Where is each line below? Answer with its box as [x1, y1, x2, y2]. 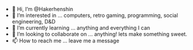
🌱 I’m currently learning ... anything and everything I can [11, 24, 151, 31]
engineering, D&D [11, 18, 56, 25]
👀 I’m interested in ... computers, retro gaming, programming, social [11, 12, 178, 19]
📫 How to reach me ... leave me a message [11, 37, 120, 44]
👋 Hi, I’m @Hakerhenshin [11, 6, 73, 12]
